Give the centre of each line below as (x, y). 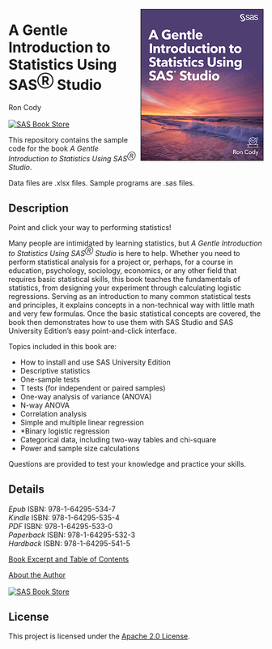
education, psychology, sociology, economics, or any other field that (123, 271)
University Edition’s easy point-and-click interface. (93, 331)
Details (26, 490)
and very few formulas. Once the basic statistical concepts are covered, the (135, 314)
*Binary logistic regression (65, 431)
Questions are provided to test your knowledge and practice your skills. (127, 464)
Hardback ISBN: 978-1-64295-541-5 (70, 543)
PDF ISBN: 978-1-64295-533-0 (61, 526)
